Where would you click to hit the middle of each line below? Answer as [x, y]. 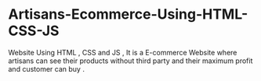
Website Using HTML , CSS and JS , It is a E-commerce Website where [123, 52]
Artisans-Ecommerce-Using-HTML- [128, 14]
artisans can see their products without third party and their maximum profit [130, 61]
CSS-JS [34, 31]
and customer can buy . [46, 69]
